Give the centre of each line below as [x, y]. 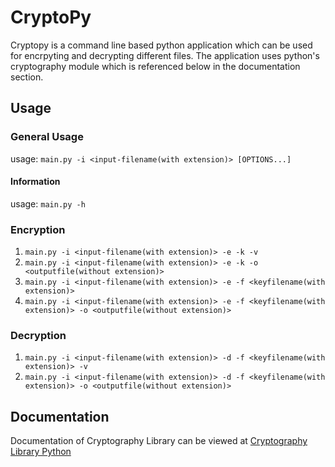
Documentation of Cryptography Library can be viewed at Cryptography [159, 441]
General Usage [47, 137]
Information [35, 182]
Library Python [41, 452]
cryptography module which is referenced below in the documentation [155, 66]
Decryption [38, 336]
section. [27, 77]
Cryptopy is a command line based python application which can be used [161, 45]
